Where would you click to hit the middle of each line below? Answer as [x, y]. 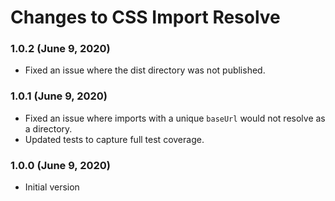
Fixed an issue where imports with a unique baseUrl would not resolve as [175, 118]
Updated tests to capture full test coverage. [114, 139]
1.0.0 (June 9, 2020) [61, 165]
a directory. [48, 128]
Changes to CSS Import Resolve [145, 17]
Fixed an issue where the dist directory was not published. [145, 70]
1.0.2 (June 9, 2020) [60, 49]
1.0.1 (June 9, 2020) [59, 96]
